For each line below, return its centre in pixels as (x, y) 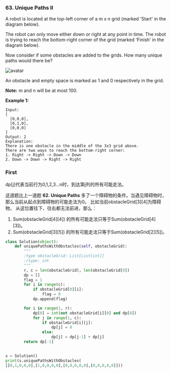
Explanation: (19, 141)
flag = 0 (51, 294)
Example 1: (17, 101)
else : (48, 332)
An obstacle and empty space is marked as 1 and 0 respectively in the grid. (85, 81)
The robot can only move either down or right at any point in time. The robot (86, 34)
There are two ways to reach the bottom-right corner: (65, 151)
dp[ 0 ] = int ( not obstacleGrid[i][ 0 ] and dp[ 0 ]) (85, 313)
